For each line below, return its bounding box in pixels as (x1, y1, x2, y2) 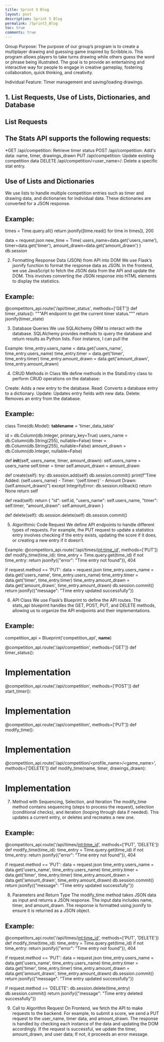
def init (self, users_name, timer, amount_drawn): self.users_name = (5, 457, 141, 463)
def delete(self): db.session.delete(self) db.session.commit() (5, 512, 127, 518)
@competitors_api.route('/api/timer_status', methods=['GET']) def (5, 305, 138, 312)
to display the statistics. (12, 278, 60, 284)
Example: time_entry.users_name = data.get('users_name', (5, 346, 123, 351)
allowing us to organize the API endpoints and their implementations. (12, 607, 151, 614)
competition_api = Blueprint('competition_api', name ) (5, 635, 112, 641)
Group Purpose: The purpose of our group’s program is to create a (5, 44, 139, 49)
